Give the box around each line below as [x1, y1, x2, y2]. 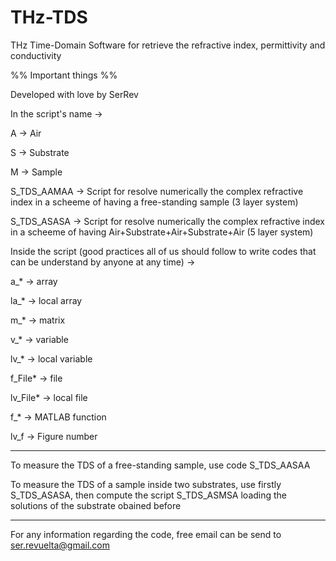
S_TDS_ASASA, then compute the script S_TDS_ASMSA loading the [10, 489, 288, 501]
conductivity [10, 49, 62, 61]
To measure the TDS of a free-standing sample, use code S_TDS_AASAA [10, 459, 311, 471]
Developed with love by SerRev [10, 88, 139, 100]
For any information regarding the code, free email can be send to [10, 528, 282, 540]
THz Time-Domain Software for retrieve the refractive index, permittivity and [10, 39, 326, 51]
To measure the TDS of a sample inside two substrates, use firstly [10, 478, 282, 490]
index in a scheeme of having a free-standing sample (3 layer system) [10, 196, 299, 208]
